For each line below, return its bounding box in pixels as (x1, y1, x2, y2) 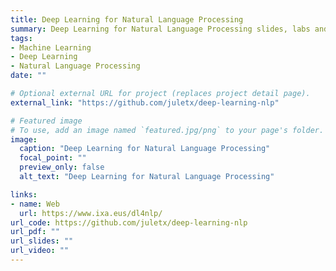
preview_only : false (19, 162, 105, 173)
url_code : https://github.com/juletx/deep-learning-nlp (10, 217, 248, 228)
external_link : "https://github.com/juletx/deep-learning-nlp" (10, 97, 280, 108)
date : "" (10, 71, 47, 81)
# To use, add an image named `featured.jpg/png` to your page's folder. (10, 125, 325, 135)
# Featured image (10, 116, 83, 126)
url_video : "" (10, 246, 70, 256)
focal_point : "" (19, 153, 87, 163)
